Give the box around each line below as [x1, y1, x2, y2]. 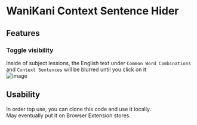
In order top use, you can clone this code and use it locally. [6, 105, 151, 112]
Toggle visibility [6, 46, 54, 54]
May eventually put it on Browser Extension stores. [6, 112, 131, 119]
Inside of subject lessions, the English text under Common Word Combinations [6, 59, 191, 66]
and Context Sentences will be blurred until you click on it [6, 66, 147, 73]
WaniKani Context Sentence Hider [6, 4, 179, 18]
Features [6, 28, 40, 38]
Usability [6, 90, 41, 100]
